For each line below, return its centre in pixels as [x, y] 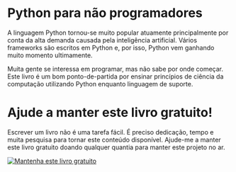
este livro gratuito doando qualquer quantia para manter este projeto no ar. [116, 147]
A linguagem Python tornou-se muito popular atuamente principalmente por [118, 33]
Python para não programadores [105, 13]
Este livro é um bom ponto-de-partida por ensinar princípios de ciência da [116, 76]
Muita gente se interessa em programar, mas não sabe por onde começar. [116, 69]
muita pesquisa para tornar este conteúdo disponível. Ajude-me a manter [114, 139]
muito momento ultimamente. [50, 55]
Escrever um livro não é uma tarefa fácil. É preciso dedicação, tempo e [111, 132]
